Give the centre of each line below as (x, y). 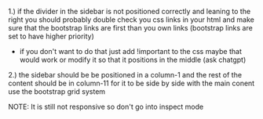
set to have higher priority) (51, 36)
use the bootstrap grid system (57, 92)
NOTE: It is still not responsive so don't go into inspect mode (106, 106)
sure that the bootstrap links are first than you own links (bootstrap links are (130, 28)
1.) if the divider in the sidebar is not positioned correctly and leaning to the (130, 11)
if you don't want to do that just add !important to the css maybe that (130, 51)
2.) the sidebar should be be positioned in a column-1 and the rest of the (125, 75)
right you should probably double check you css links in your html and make (131, 20)
